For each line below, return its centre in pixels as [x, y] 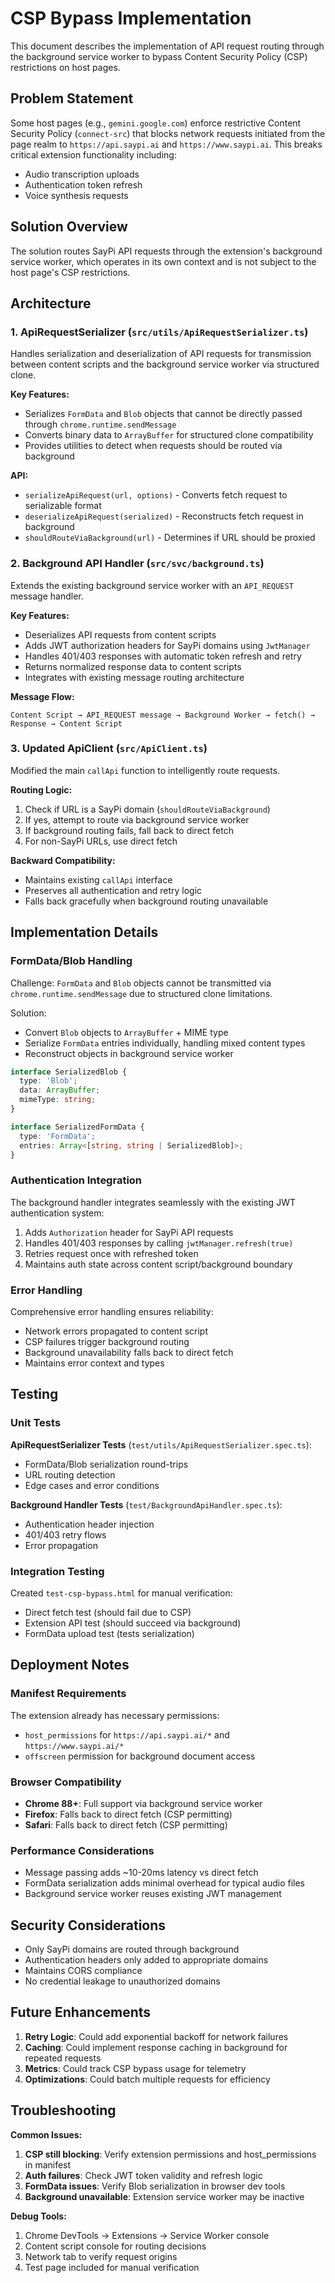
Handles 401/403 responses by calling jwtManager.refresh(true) [159, 1243]
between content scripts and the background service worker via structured [165, 364]
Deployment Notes [70, 1665]
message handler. [47, 596]
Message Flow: [42, 696]
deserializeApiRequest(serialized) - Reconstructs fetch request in [164, 516]
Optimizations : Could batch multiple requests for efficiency [147, 2079]
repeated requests [63, 2058]
